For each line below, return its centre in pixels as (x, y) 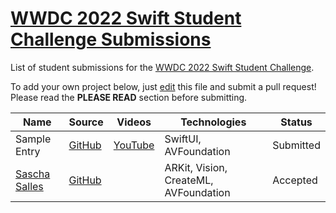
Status (296, 122)
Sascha (33, 174)
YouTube (134, 145)
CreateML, (189, 180)
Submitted (296, 145)
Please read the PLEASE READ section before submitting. (129, 97)
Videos (134, 122)
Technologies (213, 122)
